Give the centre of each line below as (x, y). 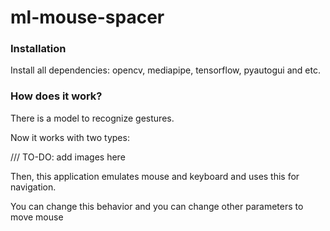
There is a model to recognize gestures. (92, 118)
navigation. (33, 187)
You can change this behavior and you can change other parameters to (157, 206)
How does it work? (56, 96)
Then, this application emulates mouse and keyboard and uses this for (155, 176)
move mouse (37, 217)
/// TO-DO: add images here (68, 157)
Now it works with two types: (70, 137)
